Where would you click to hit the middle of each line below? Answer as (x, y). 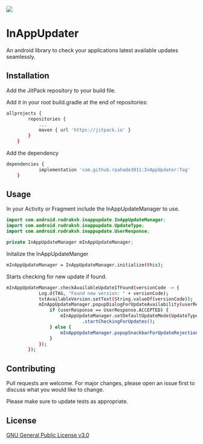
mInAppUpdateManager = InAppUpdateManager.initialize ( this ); (85, 265)
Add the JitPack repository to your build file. (61, 90)
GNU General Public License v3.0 (48, 435)
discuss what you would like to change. (55, 390)
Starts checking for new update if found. (56, 277)
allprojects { (24, 113)
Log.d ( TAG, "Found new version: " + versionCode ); (104, 293)
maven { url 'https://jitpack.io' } (85, 130)
